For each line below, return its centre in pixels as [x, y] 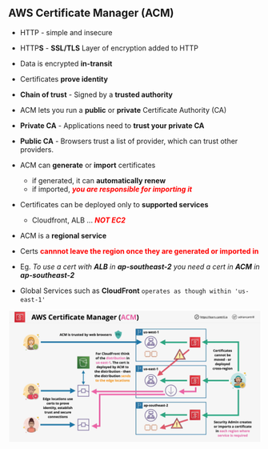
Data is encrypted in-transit [66, 63]
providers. [37, 149]
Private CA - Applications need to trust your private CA [112, 125]
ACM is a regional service [63, 235]
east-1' [32, 299]
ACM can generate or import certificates [88, 165]
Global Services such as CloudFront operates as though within [126, 291]
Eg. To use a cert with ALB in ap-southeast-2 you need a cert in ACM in [140, 267]
